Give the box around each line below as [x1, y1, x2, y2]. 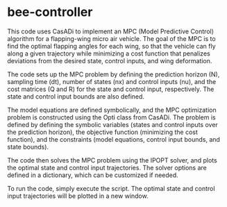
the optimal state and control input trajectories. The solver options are [7, 163, 207, 172]
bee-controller [7, 4, 93, 20]
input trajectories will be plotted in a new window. [7, 192, 149, 200]
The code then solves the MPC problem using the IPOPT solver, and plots [7, 156, 217, 164]
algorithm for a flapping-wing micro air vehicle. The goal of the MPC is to [7, 34, 217, 42]
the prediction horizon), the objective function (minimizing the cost [7, 128, 198, 136]
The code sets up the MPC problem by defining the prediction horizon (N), [7, 70, 220, 78]
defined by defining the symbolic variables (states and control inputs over [7, 120, 219, 129]
